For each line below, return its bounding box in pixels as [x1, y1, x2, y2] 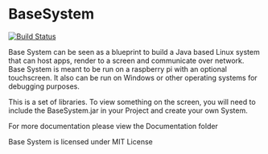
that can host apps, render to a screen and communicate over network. [8, 56, 245, 65]
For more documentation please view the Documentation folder [8, 121, 219, 131]
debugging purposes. [8, 81, 80, 91]
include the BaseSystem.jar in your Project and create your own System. [8, 106, 248, 115]
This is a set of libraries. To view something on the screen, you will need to [8, 97, 256, 106]
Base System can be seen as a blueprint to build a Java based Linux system [8, 47, 260, 56]
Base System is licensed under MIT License [8, 136, 153, 146]
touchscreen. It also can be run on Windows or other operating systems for [8, 73, 258, 82]
